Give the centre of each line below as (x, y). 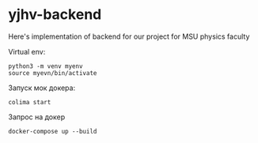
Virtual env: (27, 51)
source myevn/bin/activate (53, 73)
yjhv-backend (55, 15)
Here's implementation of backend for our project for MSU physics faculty (129, 36)
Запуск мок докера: (42, 88)
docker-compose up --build (53, 131)
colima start (30, 102)
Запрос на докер (37, 117)
